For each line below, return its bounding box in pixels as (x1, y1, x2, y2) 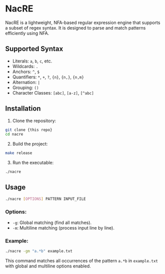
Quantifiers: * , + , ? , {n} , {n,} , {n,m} (12, 73, 84, 80)
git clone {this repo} (5, 127, 52, 132)
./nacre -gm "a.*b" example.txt (5, 248, 72, 254)
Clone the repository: (12, 117, 56, 123)
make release (5, 150, 32, 155)
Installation (5, 104, 41, 113)
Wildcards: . (12, 63, 38, 69)
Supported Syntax (5, 44, 63, 53)
